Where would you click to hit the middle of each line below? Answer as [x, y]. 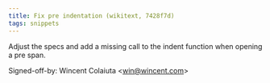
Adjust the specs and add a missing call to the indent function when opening [135, 46]
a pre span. [27, 55]
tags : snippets [34, 23]
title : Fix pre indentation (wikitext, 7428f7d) [91, 16]
